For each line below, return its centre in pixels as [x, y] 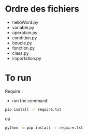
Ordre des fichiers [42, 9]
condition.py [24, 38]
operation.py [25, 32]
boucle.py [22, 43]
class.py [20, 53]
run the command [30, 101]
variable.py [23, 27]
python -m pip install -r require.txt [44, 127]
